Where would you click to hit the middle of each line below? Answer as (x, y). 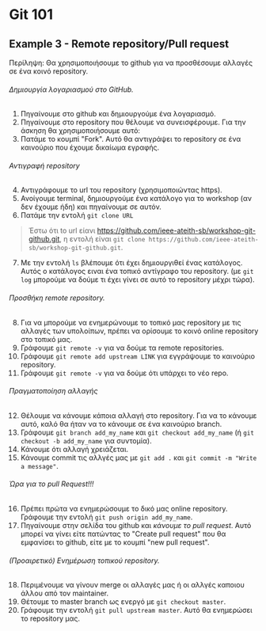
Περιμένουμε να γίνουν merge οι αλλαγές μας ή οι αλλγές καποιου (132, 585)
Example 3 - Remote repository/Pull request (119, 44)
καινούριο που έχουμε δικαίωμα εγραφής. (90, 147)
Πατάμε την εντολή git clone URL (77, 215)
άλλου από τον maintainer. (65, 593)
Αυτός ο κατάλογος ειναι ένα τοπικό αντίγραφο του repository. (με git (137, 272)
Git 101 (31, 15)
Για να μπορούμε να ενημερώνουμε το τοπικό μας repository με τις (131, 322)
